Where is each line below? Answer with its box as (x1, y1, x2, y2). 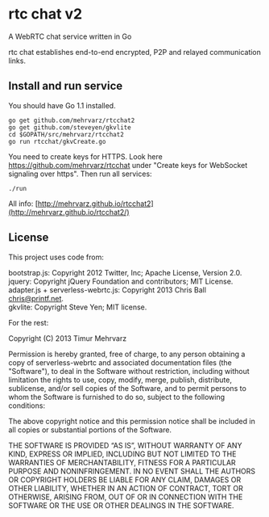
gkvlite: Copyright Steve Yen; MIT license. (8, 302, 147, 312)
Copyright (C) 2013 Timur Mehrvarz (8, 333, 127, 343)
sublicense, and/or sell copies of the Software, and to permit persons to (8, 383, 247, 393)
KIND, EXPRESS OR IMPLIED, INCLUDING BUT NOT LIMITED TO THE (8, 449, 237, 459)
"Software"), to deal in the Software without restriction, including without (8, 366, 250, 376)
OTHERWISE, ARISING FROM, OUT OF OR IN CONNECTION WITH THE (8, 492, 243, 502)
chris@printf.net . (8, 293, 64, 303)
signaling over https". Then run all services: (8, 169, 152, 179)
